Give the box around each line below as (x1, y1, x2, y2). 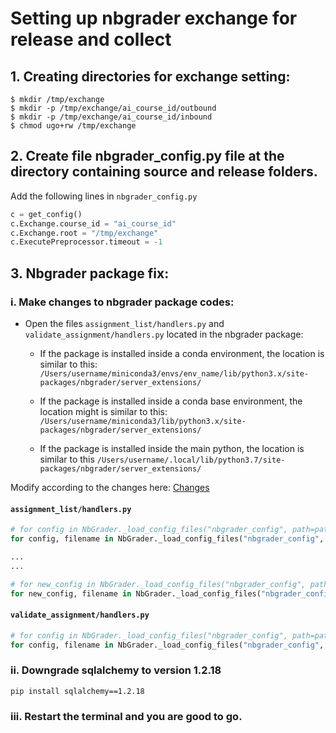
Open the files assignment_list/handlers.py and (24, 318, 225, 329)
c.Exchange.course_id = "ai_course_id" (10, 218, 177, 229)
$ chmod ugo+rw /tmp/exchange (10, 121, 137, 131)
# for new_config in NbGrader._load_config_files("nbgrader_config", (10, 579, 307, 589)
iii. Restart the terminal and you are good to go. (10, 709, 243, 723)
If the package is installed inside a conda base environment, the (39, 395, 303, 407)
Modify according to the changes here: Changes (10, 482, 210, 493)
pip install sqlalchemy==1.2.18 (10, 686, 145, 696)
